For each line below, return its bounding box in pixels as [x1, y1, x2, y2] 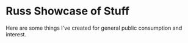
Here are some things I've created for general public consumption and [5, 24, 183, 31]
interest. [5, 30, 27, 38]
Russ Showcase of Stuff [5, 4, 129, 18]
